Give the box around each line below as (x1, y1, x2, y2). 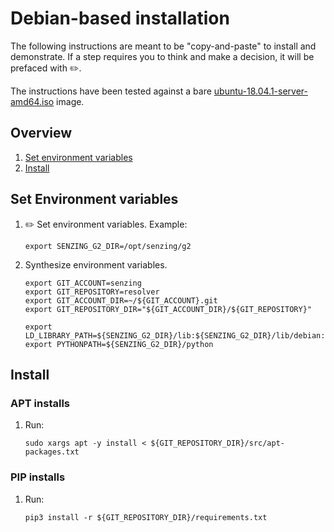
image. (56, 95, 85, 107)
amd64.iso (10, 95, 55, 107)
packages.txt (24, 447, 80, 457)
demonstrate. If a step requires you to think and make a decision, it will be (10, 50, 315, 62)
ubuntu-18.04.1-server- (213, 85, 308, 97)
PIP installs (10, 470, 66, 484)
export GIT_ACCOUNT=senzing (24, 278, 142, 288)
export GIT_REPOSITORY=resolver (24, 287, 160, 297)
